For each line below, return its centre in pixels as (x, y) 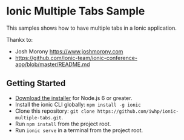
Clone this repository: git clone (55, 111)
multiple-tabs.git (38, 118)
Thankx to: (20, 39)
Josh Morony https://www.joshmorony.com (69, 51)
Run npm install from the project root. (63, 124)
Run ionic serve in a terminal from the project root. (79, 130)
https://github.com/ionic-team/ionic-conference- (76, 58)
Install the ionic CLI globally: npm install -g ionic (78, 104)
